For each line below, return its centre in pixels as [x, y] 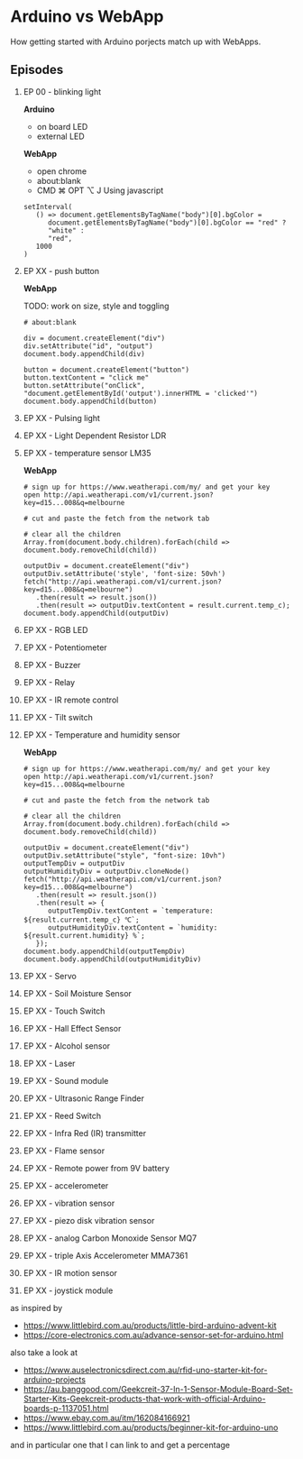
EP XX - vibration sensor [69, 1203]
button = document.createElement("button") [106, 370]
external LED [60, 136]
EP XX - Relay [49, 682]
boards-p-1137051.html [66, 1408]
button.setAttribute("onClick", [84, 385]
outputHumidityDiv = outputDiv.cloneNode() [106, 871]
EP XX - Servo [50, 976]
